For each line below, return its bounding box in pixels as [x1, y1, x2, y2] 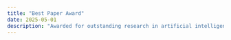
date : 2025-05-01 [7, 16, 57, 23]
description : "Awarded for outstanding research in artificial [7, 22, 192, 29]
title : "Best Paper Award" [7, 9, 85, 17]
